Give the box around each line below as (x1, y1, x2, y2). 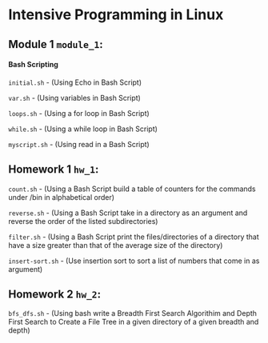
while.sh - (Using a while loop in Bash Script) (8, 124, 158, 134)
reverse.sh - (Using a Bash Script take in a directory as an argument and (8, 208, 248, 217)
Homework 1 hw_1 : (8, 162, 99, 177)
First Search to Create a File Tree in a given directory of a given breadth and (8, 317, 259, 327)
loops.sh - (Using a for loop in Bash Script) (8, 108, 150, 118)
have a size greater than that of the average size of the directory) (8, 240, 223, 249)
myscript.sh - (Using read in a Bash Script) (8, 139, 150, 149)
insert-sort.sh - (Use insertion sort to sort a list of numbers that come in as (8, 256, 260, 265)
